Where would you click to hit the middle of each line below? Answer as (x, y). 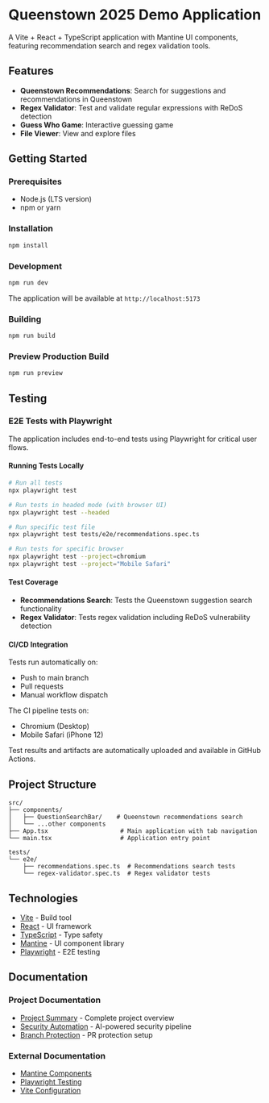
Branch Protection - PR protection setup (86, 1034)
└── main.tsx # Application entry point (110, 839)
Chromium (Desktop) (55, 726)
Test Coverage (33, 582)
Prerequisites (35, 181)
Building (25, 318)
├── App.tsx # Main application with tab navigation (133, 831)
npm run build (32, 336)
